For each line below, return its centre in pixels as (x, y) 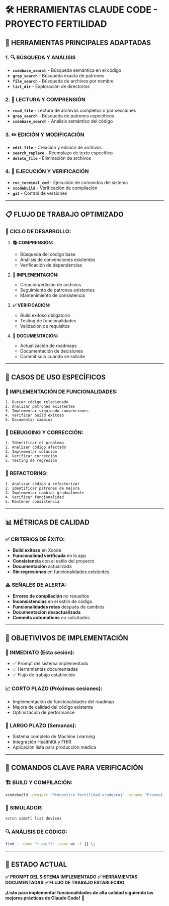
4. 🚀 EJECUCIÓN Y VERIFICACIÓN (47, 171)
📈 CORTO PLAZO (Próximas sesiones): (54, 688)
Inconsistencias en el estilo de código (52, 601)
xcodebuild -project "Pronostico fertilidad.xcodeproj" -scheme (74, 795)
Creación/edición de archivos (51, 285)
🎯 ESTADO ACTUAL (36, 865)
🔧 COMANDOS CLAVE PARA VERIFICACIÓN (74, 768)
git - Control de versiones (40, 193)
